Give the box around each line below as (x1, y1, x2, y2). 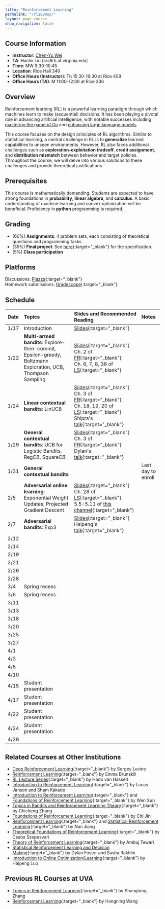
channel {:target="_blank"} (74, 507, 134, 513)
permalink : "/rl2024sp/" (5, 12, 56, 17)
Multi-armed (24, 333, 55, 340)
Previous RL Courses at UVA (5, 874, 93, 883)
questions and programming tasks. (12, 238, 83, 244)
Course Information (5, 39, 66, 47)
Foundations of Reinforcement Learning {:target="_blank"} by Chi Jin (12, 813, 151, 819)
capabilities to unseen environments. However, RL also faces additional (5, 142, 149, 147)
